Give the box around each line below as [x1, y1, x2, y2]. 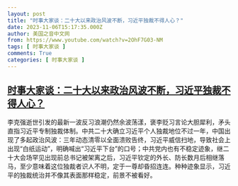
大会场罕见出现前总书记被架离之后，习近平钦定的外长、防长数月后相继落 [13, 153, 225, 161]
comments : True [7, 50, 52, 57]
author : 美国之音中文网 [7, 30, 70, 37]
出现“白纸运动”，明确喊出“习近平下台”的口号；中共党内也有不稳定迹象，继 [7, 144, 223, 153]
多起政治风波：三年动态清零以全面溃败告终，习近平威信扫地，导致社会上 [19, 135, 231, 144]
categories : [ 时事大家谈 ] [7, 57, 85, 64]
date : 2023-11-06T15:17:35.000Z [7, 23, 103, 30]
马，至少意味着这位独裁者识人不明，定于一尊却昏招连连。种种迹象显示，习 [7, 162, 225, 170]
